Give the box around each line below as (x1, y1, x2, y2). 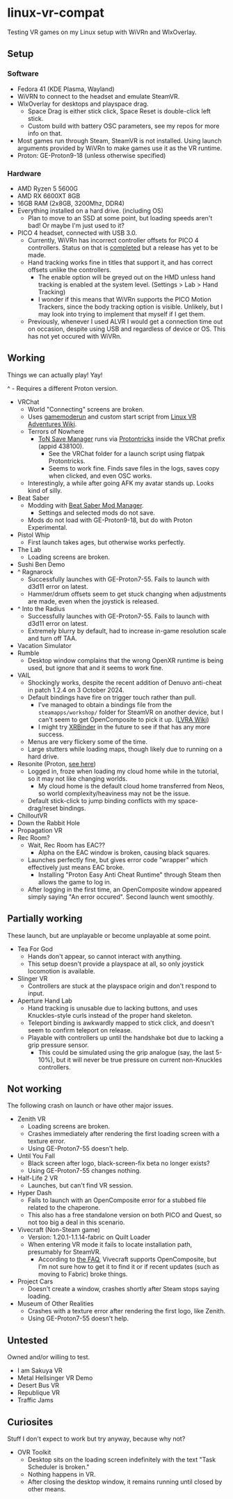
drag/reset (27, 804, 58, 812)
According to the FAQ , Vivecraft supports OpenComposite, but (38, 1255, 217, 1263)
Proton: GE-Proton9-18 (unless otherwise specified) (17, 151, 166, 159)
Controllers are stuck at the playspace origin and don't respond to (27, 982, 217, 990)
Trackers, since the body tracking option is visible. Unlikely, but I (38, 302, 223, 311)
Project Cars (17, 1277, 54, 1286)
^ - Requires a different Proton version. (7, 384, 118, 392)
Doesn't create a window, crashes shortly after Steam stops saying (27, 1285, 220, 1293)
